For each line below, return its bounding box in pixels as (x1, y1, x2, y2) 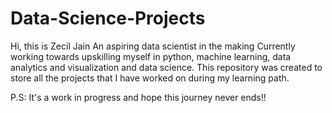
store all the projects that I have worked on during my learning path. (10, 72, 290, 84)
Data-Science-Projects (10, 7, 206, 30)
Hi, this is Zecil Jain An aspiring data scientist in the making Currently (10, 40, 296, 52)
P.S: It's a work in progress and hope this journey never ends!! (10, 91, 267, 103)
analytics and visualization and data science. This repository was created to (10, 61, 323, 73)
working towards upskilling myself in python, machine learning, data (10, 50, 292, 62)
